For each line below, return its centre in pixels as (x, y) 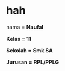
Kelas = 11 (19, 39)
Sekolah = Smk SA (29, 50)
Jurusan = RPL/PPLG (32, 62)
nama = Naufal (25, 27)
